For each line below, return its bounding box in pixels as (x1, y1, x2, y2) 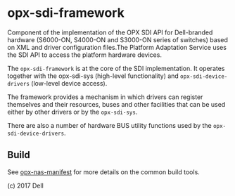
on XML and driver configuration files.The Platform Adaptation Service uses (7, 43, 227, 51)
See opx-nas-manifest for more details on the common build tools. (7, 167, 201, 176)
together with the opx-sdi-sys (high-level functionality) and (7, 72, 179, 80)
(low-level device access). (31, 79, 108, 87)
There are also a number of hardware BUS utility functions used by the (7, 121, 212, 129)
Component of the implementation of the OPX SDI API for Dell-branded (7, 28, 213, 37)
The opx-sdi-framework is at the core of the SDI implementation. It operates (7, 64, 225, 72)
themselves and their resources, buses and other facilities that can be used (7, 100, 226, 108)
